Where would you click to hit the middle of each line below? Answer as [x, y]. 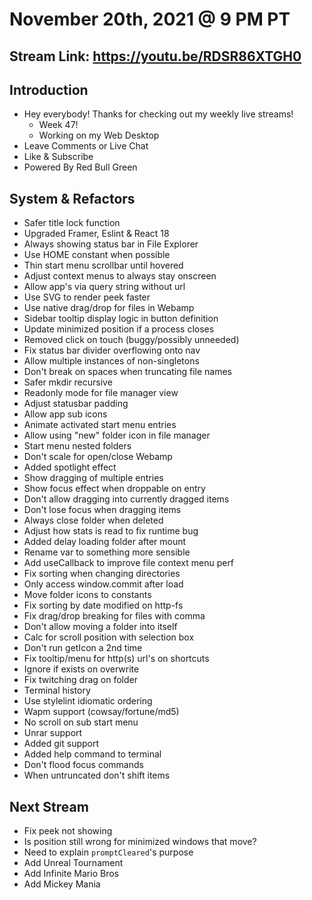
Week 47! [58, 125]
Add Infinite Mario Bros [71, 874]
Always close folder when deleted [93, 520]
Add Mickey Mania [62, 884]
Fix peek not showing [68, 831]
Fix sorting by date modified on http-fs [103, 605]
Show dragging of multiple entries [93, 478]
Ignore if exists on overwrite [81, 669]
